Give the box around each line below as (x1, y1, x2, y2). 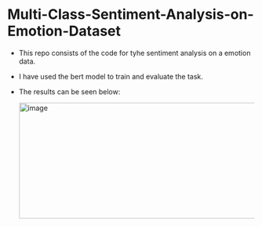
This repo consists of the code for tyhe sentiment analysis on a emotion (18, 48, 251, 57)
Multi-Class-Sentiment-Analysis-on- (7, 5, 254, 24)
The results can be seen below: (18, 86, 121, 96)
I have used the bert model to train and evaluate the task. (18, 71, 203, 81)
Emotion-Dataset (7, 22, 122, 40)
